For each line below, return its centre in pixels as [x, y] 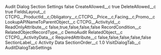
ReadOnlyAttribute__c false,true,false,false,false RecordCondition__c [73, 27]
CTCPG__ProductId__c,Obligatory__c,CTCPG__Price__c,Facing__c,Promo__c [80, 17]
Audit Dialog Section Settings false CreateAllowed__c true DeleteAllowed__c [80, 7]
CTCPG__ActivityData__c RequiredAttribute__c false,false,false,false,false [78, 37]
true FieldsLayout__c [25, 12]
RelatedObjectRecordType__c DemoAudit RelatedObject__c [64, 32]
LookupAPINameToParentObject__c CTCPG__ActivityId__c [63, 22]
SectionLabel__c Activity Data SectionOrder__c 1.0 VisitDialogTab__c [73, 42]
